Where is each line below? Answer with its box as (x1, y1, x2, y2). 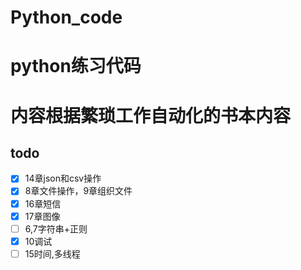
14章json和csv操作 (24, 172, 102, 185)
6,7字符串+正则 (24, 222, 88, 235)
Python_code (10, 6, 123, 29)
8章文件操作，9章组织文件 (24, 185, 133, 197)
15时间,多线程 (24, 247, 81, 260)
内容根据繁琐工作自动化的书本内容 (10, 104, 292, 127)
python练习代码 (10, 55, 142, 78)
